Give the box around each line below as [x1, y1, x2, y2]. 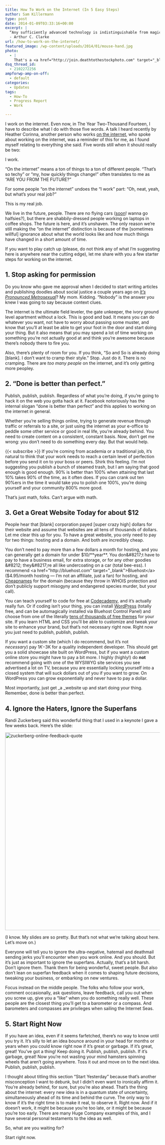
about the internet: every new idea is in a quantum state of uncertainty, [5, 1089, 149, 1095]
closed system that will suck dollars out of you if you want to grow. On [5, 670, 147, 676]
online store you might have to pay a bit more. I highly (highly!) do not [5, 655, 146, 660]
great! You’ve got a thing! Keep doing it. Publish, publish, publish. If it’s [5, 1049, 148, 1055]
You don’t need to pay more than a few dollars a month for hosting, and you [5, 546, 158, 553]
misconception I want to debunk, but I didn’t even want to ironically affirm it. [5, 1079, 159, 1085]
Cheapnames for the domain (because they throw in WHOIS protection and [5, 578, 157, 584]
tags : [5, 89, 16, 94]
